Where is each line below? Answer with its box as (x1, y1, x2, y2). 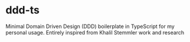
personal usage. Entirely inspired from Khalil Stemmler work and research (5, 29, 185, 36)
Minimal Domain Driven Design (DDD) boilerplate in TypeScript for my (5, 23, 175, 30)
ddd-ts (5, 3, 40, 17)
